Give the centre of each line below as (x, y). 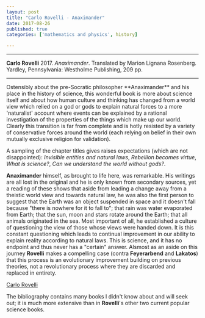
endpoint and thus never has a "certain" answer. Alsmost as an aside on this (102, 247)
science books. (25, 309)
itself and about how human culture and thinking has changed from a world (101, 100)
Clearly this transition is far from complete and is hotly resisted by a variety (101, 126)
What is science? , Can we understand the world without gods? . (86, 164)
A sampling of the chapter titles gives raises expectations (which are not (97, 151)
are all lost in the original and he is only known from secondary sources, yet (101, 182)
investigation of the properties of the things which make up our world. (94, 120)
